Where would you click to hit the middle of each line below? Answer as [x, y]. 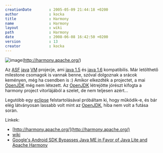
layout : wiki [34, 28]
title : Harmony [37, 19]
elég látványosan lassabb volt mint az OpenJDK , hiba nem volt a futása [77, 105]
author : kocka [35, 14]
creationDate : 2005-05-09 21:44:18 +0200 [57, 10]
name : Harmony [37, 23]
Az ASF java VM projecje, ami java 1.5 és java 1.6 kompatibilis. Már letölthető [82, 70]
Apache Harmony [30, 145]
